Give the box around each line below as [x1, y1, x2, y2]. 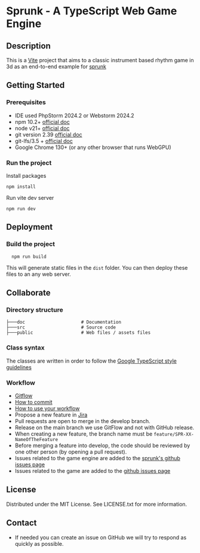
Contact [6, 518, 37, 528]
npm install [6, 184, 36, 190]
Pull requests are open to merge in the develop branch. [14, 417, 150, 424]
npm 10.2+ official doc [14, 118, 70, 125]
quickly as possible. [14, 540, 64, 547]
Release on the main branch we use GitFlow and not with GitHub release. [14, 424, 195, 431]
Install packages [6, 172, 47, 179]
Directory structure [6, 305, 64, 314]
